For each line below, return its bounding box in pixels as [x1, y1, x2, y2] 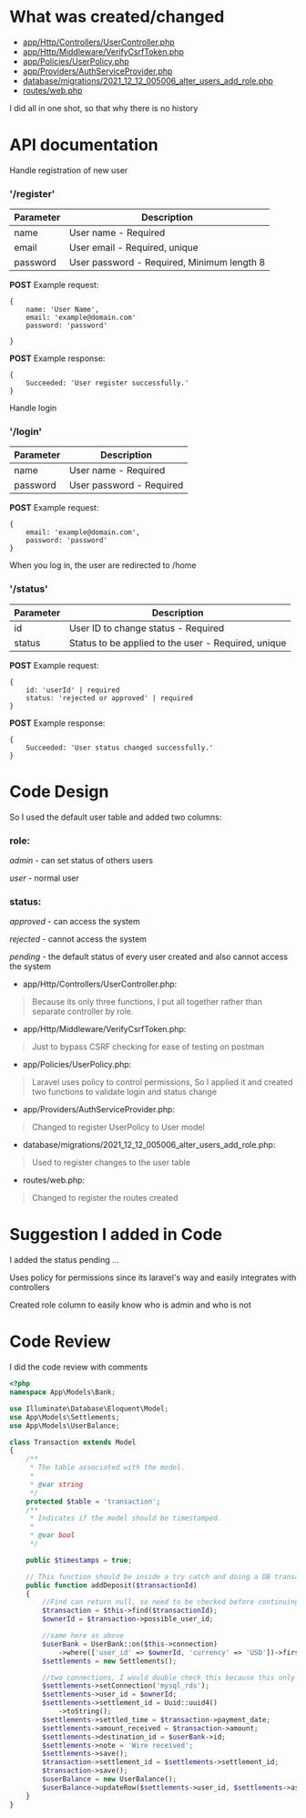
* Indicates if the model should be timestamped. [29, 1513, 222, 1524]
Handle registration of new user [9, 164, 128, 175]
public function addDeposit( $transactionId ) [25, 1580, 198, 1590]
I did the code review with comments [9, 1361, 148, 1373]
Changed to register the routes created [31, 1193, 178, 1203]
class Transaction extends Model [9, 1438, 137, 1447]
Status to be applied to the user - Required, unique [68, 636, 287, 649]
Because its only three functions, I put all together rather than [31, 997, 262, 1007]
